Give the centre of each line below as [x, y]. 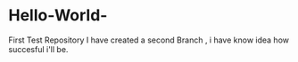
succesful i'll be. [38, 49]
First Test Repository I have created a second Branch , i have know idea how [149, 40]
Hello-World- [58, 15]
